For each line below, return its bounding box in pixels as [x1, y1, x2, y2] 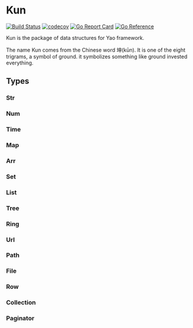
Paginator [6, 315, 35, 323]
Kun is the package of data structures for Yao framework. [6, 34, 144, 41]
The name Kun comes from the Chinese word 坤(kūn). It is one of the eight [6, 46, 186, 53]
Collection [6, 299, 36, 307]
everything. [6, 59, 34, 66]
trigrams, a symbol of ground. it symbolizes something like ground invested [6, 53, 188, 60]
